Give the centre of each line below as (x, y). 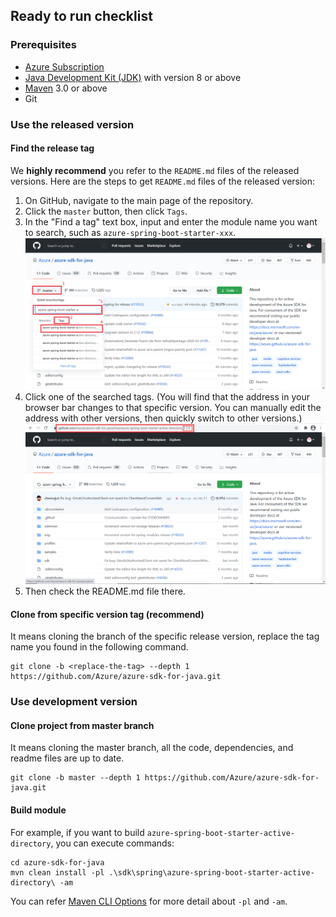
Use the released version (72, 124)
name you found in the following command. (99, 647)
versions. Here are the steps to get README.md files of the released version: (163, 181)
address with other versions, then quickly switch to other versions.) (163, 418)
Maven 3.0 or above (66, 88)
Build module (38, 810)
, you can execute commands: (112, 843)
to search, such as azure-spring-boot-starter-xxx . (130, 232)
